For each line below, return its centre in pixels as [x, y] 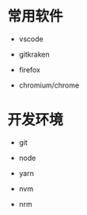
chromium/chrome [49, 85]
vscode [31, 39]
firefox [30, 69]
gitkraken [34, 54]
